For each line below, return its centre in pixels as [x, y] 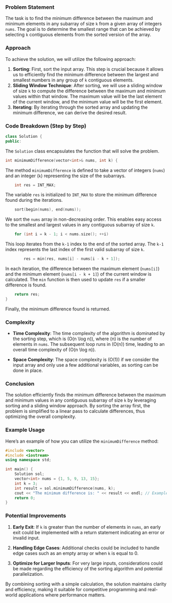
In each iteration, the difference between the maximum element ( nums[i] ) [82, 269]
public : [14, 141]
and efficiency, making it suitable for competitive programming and [76, 589]
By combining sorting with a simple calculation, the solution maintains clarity [86, 584]
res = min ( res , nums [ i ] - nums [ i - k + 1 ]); [72, 259]
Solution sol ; [29, 474]
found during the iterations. [34, 200]
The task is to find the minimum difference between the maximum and [79, 18]
